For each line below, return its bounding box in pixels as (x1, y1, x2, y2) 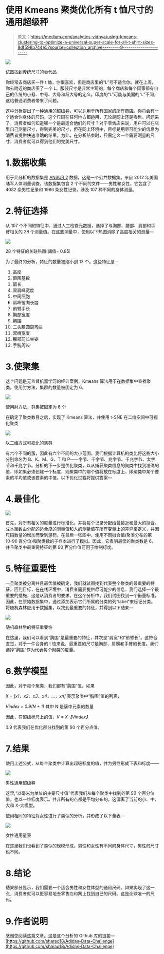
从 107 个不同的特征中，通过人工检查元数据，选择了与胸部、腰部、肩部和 (5, 223, 151, 228)
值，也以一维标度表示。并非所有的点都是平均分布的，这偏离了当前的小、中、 (5, 796, 159, 802)
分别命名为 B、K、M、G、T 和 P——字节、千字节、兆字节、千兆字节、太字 (5, 456, 155, 462)
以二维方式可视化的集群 (5, 440, 53, 446)
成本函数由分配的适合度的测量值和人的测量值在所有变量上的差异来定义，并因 (5, 526, 159, 532)
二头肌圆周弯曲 (12, 324, 43, 330)
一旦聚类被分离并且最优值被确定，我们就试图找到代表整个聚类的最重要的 (5, 580, 150, 586)
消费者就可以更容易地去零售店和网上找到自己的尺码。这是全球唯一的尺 (14, 891, 155, 896)
